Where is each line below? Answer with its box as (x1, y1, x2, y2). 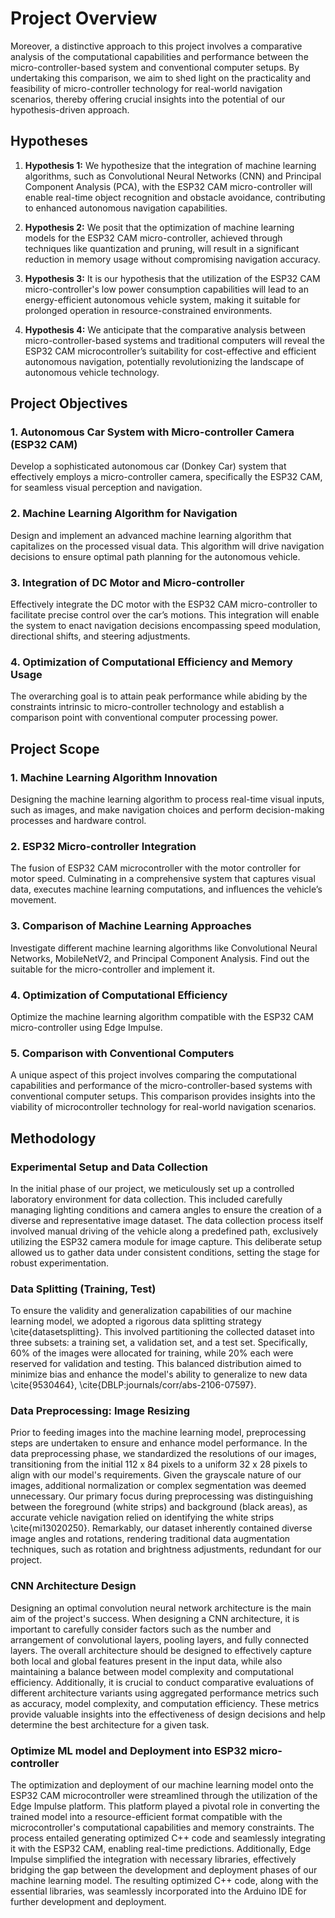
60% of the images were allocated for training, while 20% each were (10, 1347, 294, 1359)
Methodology (10, 1130, 97, 1147)
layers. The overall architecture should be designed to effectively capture (10, 1644, 312, 1656)
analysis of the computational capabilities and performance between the (10, 50, 309, 62)
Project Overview (10, 7, 158, 30)
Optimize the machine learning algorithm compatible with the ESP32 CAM (10, 1010, 314, 1022)
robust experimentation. (10, 1257, 110, 1269)
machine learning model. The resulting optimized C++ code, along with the (10, 1875, 319, 1887)
